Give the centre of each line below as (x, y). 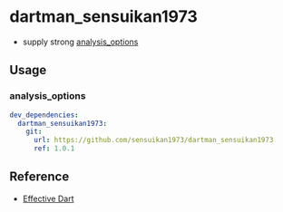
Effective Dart (48, 198)
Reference (39, 177)
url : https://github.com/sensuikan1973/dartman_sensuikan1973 (153, 140)
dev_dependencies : (44, 115)
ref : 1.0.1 (54, 149)
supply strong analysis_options (80, 42)
